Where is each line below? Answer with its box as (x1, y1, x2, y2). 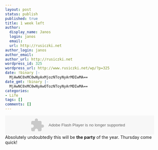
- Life (5, 93, 18, 98)
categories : (5, 88, 29, 93)
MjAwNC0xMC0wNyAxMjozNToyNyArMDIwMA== (9, 75, 88, 80)
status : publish (5, 12, 38, 17)
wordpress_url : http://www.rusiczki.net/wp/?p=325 (5, 66, 110, 71)
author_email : (5, 52, 34, 57)
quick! (5, 139, 18, 145)
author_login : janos (5, 48, 47, 52)
